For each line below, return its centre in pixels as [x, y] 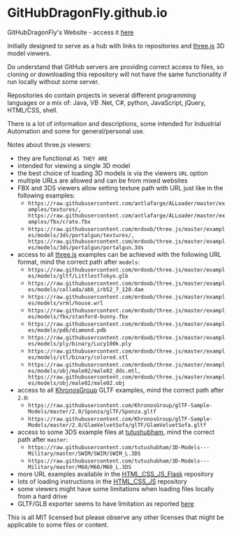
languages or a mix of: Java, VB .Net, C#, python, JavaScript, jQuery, [107, 102]
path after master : [43, 439]
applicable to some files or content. [58, 524]
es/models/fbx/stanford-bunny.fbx [78, 316]
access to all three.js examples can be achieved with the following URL [119, 254]
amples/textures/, [54, 209]
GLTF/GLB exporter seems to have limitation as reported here [105, 503]
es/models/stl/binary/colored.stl [78, 357]
